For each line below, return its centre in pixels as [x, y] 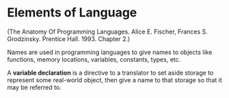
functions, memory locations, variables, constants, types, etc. [94, 59]
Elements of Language [72, 13]
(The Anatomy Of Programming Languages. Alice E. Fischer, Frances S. [108, 32]
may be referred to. [34, 87]
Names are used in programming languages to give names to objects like [110, 52]
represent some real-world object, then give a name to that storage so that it [114, 79]
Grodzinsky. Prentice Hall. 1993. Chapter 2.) [69, 38]
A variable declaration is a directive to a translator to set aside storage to [110, 73]
